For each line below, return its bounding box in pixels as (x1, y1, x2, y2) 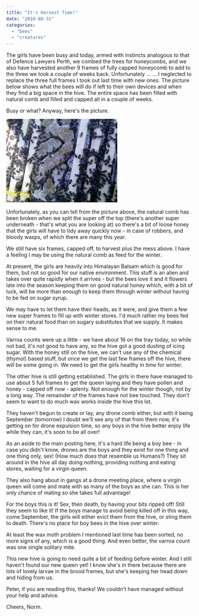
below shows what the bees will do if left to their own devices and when (6, 83, 182, 90)
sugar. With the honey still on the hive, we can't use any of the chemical (6, 349, 182, 356)
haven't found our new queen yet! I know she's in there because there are (6, 561, 187, 569)
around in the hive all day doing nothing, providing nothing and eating (6, 459, 176, 466)
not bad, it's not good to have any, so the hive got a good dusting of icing (6, 343, 185, 350)
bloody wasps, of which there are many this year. (6, 234, 126, 241)
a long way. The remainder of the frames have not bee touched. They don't (6, 392, 190, 399)
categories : (6, 22, 36, 28)
